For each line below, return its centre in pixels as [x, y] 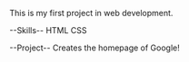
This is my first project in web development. [91, 13]
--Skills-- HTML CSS [49, 30]
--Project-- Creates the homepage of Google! [94, 48]
